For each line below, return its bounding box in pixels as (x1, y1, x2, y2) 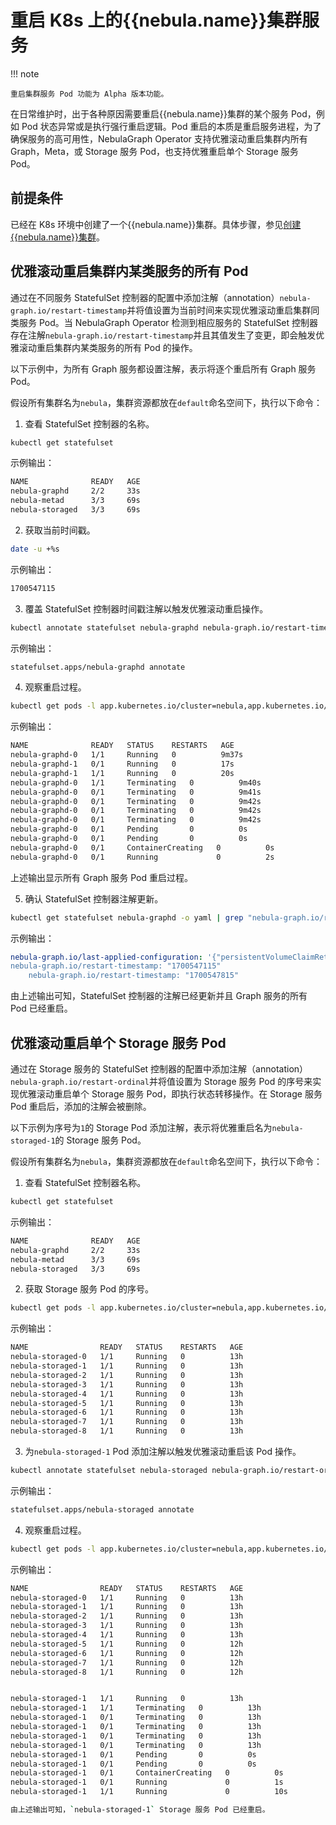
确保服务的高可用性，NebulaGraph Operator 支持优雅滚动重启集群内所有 (10, 132, 308, 145)
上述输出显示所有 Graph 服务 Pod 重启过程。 (10, 871, 194, 883)
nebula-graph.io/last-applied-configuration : (10, 952, 203, 962)
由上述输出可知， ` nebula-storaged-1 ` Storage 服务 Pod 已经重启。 (10, 1805, 270, 1815)
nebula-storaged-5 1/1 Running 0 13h (10, 1398, 244, 1408)
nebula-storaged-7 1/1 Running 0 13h (10, 1417, 244, 1427)
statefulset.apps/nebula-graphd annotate (10, 662, 186, 672)
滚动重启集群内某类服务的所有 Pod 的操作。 (18, 341, 198, 353)
